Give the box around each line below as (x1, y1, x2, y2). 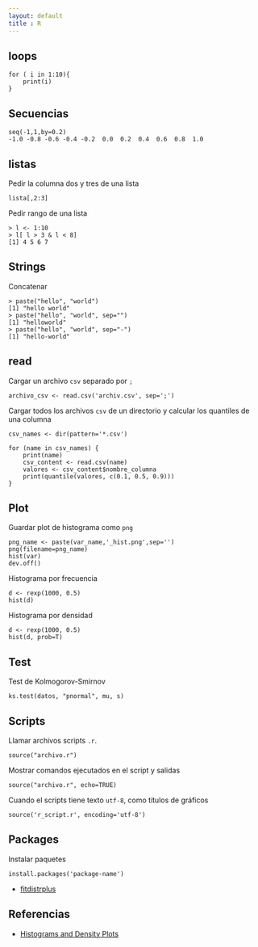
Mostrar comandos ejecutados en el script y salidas (8, 765, 181, 775)
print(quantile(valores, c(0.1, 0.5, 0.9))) (23, 472, 175, 481)
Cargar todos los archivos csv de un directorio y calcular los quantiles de (8, 406, 250, 415)
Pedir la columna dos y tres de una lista (8, 179, 139, 188)
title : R (8, 19, 42, 27)
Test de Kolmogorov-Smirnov (8, 676, 106, 687)
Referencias (8, 907, 71, 921)
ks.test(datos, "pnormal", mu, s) (8, 692, 125, 701)
